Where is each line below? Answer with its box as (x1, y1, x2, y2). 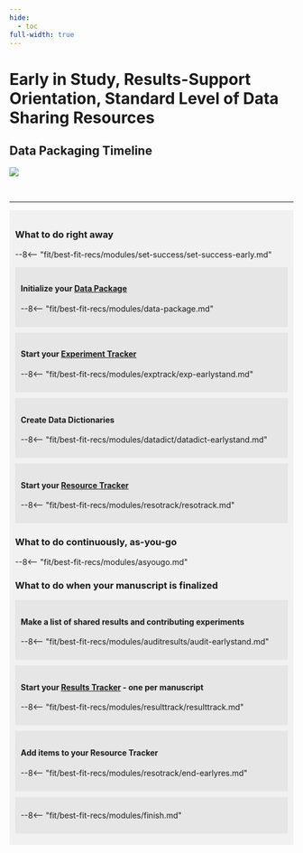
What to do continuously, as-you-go (14, 536, 178, 549)
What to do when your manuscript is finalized (14, 579, 218, 591)
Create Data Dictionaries (21, 414, 115, 425)
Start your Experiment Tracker (21, 348, 137, 359)
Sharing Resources (9, 107, 155, 127)
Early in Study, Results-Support (9, 69, 252, 89)
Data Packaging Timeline (9, 143, 153, 158)
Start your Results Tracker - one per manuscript (21, 681, 205, 692)
